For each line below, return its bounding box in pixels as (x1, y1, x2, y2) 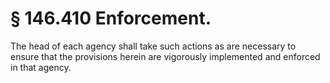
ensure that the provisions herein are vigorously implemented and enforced (10, 50, 321, 62)
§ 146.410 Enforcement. (10, 7, 212, 30)
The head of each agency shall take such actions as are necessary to (10, 40, 297, 52)
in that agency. (10, 61, 72, 73)
